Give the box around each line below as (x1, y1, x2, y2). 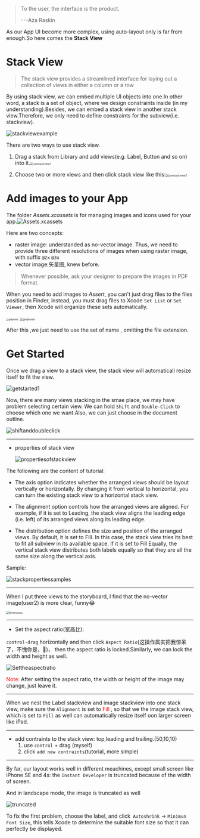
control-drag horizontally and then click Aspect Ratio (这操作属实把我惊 (6, 638, 182, 645)
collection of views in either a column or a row (20, 81, 134, 88)
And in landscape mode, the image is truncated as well (6, 789, 141, 796)
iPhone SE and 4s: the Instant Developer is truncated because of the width (6, 771, 192, 778)
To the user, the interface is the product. (20, 5, 120, 12)
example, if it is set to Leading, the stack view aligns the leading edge (14, 509, 186, 517)
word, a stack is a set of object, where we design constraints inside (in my (6, 99, 188, 106)
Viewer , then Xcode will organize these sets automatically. (6, 303, 148, 310)
